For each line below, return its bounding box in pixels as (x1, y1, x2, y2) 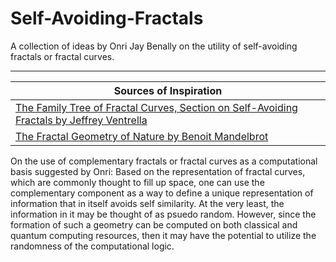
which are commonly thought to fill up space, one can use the (10, 176, 265, 188)
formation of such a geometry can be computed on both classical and (10, 218, 298, 231)
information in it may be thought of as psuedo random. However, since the (10, 208, 317, 220)
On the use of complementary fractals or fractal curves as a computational (10, 155, 318, 167)
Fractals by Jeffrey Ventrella (15, 113, 148, 127)
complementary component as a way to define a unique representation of (10, 187, 314, 199)
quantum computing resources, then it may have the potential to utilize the (10, 229, 317, 241)
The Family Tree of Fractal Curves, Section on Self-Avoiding (15, 100, 298, 114)
